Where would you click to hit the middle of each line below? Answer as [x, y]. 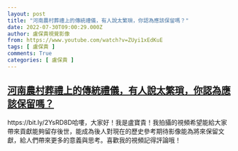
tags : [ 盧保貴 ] [31, 47]
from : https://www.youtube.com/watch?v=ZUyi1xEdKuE [85, 40]
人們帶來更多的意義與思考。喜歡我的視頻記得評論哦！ [103, 140]
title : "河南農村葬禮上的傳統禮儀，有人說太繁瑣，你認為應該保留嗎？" [98, 21]
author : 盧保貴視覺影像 [39, 34]
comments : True [30, 54]
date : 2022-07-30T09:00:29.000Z [55, 27]
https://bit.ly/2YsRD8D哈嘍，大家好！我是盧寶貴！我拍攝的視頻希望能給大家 [118, 122]
